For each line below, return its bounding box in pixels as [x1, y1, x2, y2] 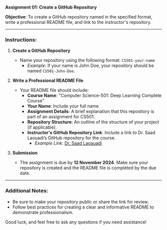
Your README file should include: [19, 87, 89, 93]
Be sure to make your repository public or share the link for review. [12, 199, 149, 205]
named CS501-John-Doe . [27, 68, 76, 74]
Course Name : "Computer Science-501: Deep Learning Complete [27, 92, 162, 99]
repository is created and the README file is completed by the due [19, 165, 157, 171]
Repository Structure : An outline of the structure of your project [27, 119, 159, 125]
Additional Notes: [5, 187, 49, 194]
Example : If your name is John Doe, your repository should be [27, 62, 154, 69]
